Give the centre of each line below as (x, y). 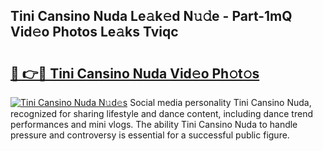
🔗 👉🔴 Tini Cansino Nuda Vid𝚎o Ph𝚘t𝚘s (135, 73)
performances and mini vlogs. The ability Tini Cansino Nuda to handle (154, 124)
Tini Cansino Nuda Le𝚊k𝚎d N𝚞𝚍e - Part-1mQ (151, 16)
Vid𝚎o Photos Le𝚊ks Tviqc (94, 32)
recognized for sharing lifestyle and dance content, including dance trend (161, 113)
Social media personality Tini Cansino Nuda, (220, 102)
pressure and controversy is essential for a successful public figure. (150, 135)
